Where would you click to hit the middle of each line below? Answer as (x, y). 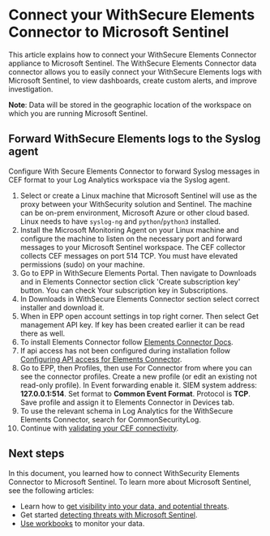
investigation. (31, 89)
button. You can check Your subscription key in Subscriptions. (124, 290)
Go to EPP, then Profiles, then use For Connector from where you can (136, 367)
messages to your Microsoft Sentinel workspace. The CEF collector (133, 247)
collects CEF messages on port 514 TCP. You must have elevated (129, 255)
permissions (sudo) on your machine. (82, 264)
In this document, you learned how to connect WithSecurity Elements (124, 473)
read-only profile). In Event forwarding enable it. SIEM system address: (139, 385)
